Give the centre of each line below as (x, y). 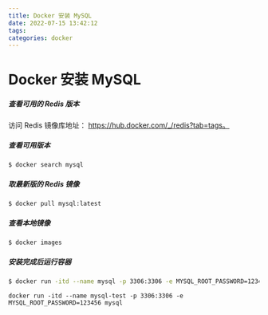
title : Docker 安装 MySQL (50, 16)
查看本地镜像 (29, 222)
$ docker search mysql (46, 165)
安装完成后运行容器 (40, 262)
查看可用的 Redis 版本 (44, 104)
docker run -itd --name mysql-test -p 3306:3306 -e (96, 296)
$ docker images (35, 243)
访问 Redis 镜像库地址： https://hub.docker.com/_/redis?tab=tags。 (119, 125)
